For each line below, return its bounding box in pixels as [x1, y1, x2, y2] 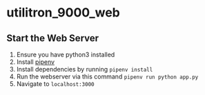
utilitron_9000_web [6, 5, 120, 21]
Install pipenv [16, 58, 55, 66]
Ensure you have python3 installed [16, 50, 115, 59]
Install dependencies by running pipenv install [16, 65, 153, 73]
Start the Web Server [6, 32, 99, 44]
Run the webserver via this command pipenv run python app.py [16, 72, 199, 81]
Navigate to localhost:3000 [16, 80, 95, 87]
